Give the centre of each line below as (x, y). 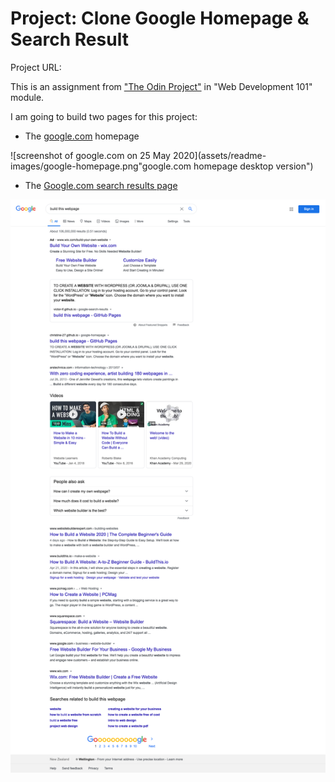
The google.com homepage (82, 136)
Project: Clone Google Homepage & (160, 18)
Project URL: (36, 67)
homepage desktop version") (253, 166)
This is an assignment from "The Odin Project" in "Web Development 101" (161, 86)
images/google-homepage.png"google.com (101, 166)
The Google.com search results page (101, 185)
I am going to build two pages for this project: (104, 116)
